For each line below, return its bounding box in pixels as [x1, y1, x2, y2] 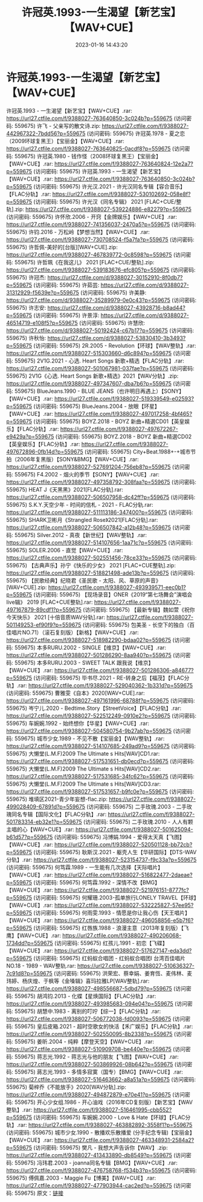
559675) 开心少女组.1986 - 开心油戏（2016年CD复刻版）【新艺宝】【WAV [14, 1098, 193, 1106]
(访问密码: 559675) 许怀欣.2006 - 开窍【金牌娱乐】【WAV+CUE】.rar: [6, 213, 177, 220]
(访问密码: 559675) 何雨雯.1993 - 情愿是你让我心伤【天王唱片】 [33, 909, 190, 916]
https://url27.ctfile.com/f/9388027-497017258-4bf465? [54, 410, 192, 417]
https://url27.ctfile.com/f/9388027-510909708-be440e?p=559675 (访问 [6, 1045, 186, 1052]
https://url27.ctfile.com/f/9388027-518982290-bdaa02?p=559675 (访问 [6, 636, 185, 643]
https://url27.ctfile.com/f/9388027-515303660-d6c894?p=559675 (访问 [6, 349, 186, 356]
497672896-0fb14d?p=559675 [6, 448, 83, 455]
